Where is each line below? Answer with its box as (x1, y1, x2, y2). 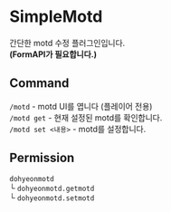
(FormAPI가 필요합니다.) (9, 48, 98, 60)
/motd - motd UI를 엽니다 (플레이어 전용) (9, 101, 153, 111)
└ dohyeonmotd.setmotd (9, 192, 95, 203)
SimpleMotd (9, 6, 103, 27)
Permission (9, 150, 75, 166)
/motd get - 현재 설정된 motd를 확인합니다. (9, 111, 163, 123)
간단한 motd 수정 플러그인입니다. (9, 37, 126, 48)
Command (9, 75, 70, 92)
